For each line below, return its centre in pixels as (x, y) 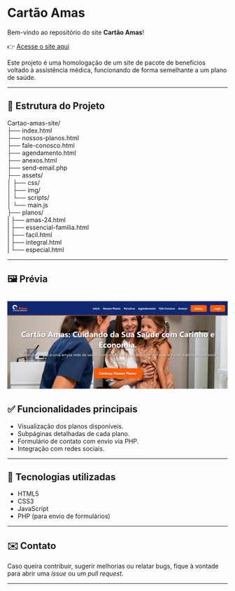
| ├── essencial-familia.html (48, 227)
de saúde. (22, 77)
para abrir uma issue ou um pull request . (65, 573)
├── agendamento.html (42, 153)
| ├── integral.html (35, 242)
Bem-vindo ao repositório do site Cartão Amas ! (76, 32)
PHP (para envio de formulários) (64, 516)
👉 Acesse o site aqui (38, 46)
